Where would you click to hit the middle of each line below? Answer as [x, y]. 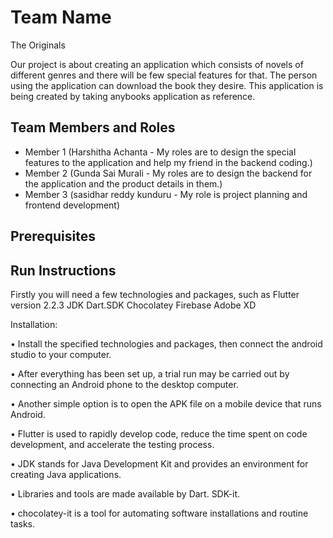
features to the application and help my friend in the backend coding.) [168, 162]
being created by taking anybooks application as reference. [133, 96]
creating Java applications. [66, 474]
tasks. [23, 523]
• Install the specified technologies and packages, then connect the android [166, 343]
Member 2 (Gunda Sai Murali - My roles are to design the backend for [168, 173]
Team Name [61, 17]
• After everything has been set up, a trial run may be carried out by [150, 373]
